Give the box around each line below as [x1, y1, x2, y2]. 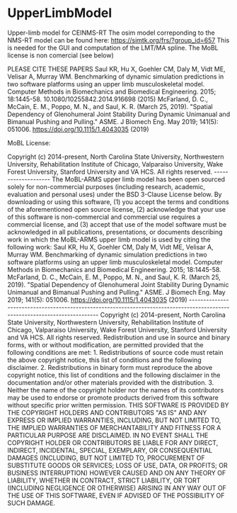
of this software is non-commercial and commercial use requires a [7, 213, 201, 221]
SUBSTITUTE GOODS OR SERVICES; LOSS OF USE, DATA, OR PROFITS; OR [7, 461, 228, 469]
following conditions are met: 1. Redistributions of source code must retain [7, 348, 224, 356]
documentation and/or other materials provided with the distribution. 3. [7, 378, 214, 387]
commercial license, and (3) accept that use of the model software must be [7, 220, 227, 228]
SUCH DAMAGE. [7, 498, 55, 507]
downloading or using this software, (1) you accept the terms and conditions [7, 197, 229, 206]
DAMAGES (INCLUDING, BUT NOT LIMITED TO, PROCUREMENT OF [7, 453, 205, 462]
